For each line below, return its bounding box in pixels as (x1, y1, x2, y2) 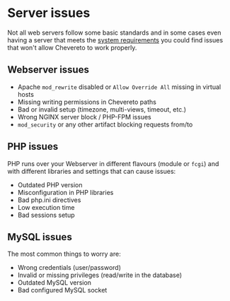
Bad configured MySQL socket (17, 286, 108, 295)
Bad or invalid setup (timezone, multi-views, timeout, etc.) (17, 105, 186, 114)
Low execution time (17, 203, 75, 211)
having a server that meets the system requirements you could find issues (7, 35, 224, 44)
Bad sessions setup (17, 211, 76, 219)
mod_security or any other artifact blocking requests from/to (17, 120, 193, 129)
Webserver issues (7, 64, 90, 76)
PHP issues (7, 141, 59, 153)
